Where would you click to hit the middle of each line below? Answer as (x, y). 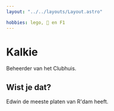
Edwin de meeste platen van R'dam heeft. (57, 101)
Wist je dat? (29, 87)
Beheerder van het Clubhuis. (41, 69)
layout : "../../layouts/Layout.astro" (54, 12)
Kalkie (22, 52)
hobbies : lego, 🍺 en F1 (36, 22)
